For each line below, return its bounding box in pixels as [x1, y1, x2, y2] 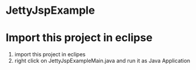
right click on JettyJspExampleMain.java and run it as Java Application [14, 57, 191, 65]
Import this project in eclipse [5, 31, 152, 45]
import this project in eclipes [14, 51, 86, 58]
